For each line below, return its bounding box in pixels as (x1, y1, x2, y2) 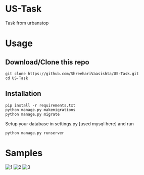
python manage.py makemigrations (5, 107, 76, 112)
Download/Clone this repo (5, 58, 89, 66)
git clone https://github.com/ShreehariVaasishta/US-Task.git (5, 71, 139, 76)
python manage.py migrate (5, 112, 60, 117)
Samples (5, 147, 43, 159)
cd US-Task (5, 76, 28, 81)
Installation (5, 89, 41, 98)
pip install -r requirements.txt (5, 102, 76, 108)
